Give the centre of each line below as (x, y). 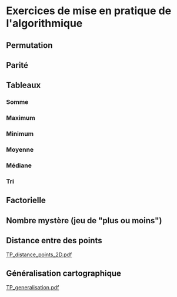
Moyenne (20, 150)
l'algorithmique (44, 23)
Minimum (20, 134)
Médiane (19, 165)
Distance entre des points (54, 241)
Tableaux (24, 85)
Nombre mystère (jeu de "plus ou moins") (84, 221)
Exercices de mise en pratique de (89, 11)
